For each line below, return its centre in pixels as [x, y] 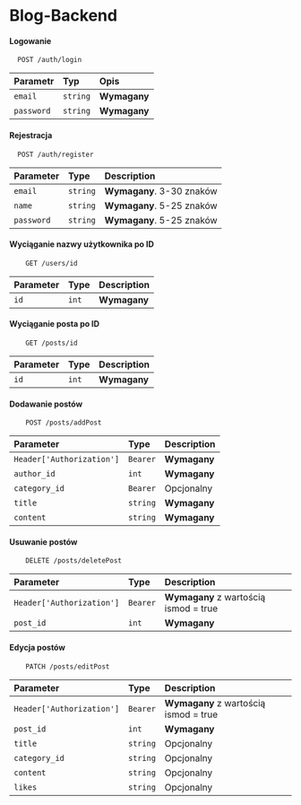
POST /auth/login [50, 60]
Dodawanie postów [46, 404]
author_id [34, 474]
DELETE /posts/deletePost [74, 561]
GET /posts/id [52, 343]
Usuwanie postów [43, 542]
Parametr [34, 82]
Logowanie [30, 40]
